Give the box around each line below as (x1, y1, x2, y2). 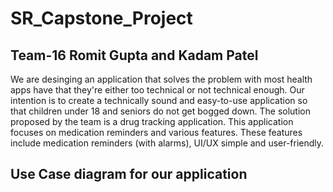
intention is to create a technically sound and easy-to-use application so (10, 95, 308, 106)
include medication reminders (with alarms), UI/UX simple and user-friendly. (10, 137, 325, 149)
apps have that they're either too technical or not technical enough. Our (10, 84, 305, 96)
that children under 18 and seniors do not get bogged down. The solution (10, 105, 311, 117)
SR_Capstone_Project (10, 7, 193, 30)
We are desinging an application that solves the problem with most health (10, 73, 313, 85)
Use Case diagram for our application (10, 166, 248, 183)
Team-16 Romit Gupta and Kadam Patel (10, 47, 259, 64)
